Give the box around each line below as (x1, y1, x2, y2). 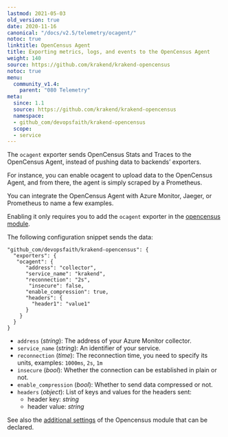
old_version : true (7, 17, 60, 23)
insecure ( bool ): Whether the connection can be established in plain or (16, 366, 218, 374)
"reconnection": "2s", (25, 277, 91, 284)
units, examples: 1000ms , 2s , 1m (16, 359, 103, 367)
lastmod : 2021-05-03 (7, 10, 67, 17)
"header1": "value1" (32, 301, 91, 308)
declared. (7, 423, 34, 431)
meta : (7, 94, 23, 100)
